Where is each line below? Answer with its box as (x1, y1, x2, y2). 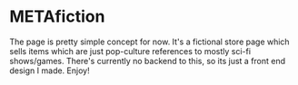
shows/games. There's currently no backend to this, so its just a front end (9, 55, 286, 66)
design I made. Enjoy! (9, 65, 90, 76)
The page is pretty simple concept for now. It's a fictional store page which (9, 36, 290, 47)
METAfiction (9, 6, 105, 27)
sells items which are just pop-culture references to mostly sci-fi (9, 45, 252, 56)
